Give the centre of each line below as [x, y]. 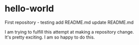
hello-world [29, 9]
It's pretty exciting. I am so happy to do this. [50, 37]
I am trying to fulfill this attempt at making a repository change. [69, 32]
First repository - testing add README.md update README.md [69, 22]
